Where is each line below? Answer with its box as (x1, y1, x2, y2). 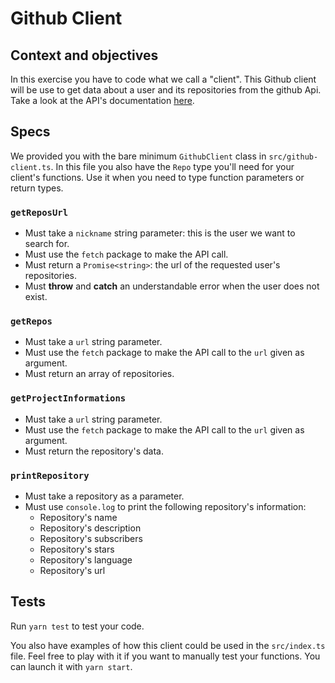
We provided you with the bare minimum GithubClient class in (10, 150, 267, 162)
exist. (24, 291, 48, 303)
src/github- (268, 152, 319, 162)
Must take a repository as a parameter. (24, 490, 185, 502)
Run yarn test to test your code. (10, 620, 145, 632)
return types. (10, 182, 64, 194)
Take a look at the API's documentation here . (10, 95, 195, 106)
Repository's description (39, 522, 142, 534)
